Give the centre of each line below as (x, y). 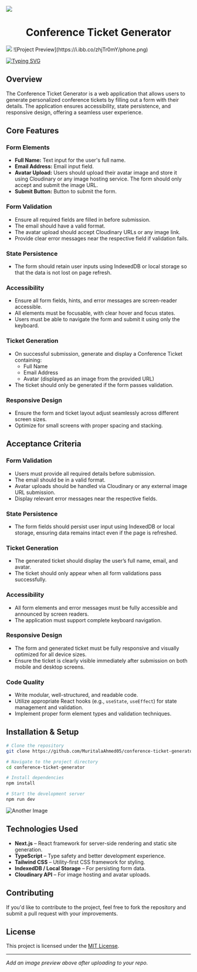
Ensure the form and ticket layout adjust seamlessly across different (96, 413)
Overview (24, 79)
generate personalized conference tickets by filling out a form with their (93, 99)
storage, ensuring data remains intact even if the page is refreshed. (96, 533)
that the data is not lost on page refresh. (63, 273)
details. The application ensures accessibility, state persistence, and (89, 106)
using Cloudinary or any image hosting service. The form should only (98, 179)
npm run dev (21, 800)
